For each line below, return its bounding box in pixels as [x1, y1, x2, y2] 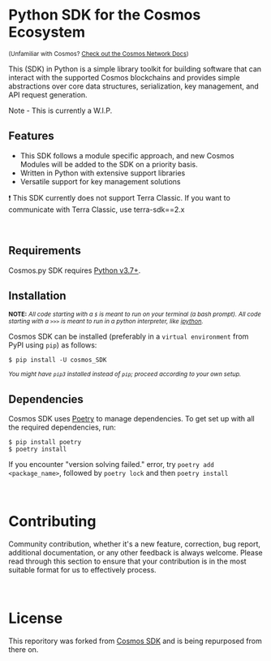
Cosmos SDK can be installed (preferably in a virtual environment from [8, 331, 249, 342]
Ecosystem [8, 23, 86, 41]
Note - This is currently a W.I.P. [8, 106, 113, 115]
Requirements [8, 244, 81, 257]
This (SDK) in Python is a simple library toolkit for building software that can [8, 63, 262, 74]
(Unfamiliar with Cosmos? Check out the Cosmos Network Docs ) [8, 50, 189, 58]
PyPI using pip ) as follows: [8, 340, 97, 350]
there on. [8, 645, 39, 655]
